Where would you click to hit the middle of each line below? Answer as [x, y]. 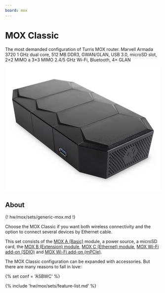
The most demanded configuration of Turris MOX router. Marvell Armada [79, 49]
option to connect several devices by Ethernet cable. [59, 232]
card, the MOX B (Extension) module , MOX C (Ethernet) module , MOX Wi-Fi [82, 247]
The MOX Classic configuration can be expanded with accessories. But [78, 261]
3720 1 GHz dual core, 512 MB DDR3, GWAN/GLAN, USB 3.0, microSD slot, [81, 54]
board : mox [16, 10]
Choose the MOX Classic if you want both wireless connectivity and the [78, 226]
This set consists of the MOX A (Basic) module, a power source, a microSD [81, 241]
